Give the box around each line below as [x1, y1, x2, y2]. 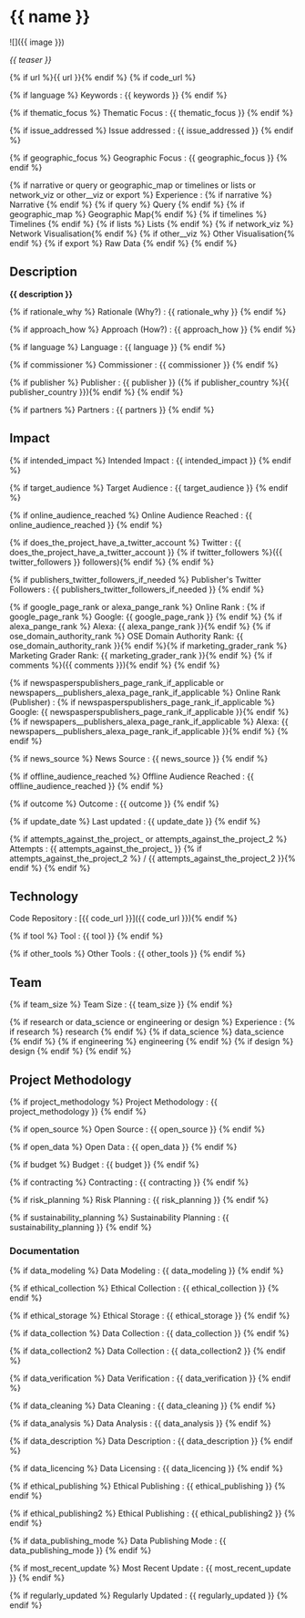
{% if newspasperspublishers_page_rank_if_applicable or [9, 677, 225, 688]
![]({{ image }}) [9, 36, 66, 47]
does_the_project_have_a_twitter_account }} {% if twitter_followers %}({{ [9, 546, 283, 557]
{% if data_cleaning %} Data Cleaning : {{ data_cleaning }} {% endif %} [9, 1400, 276, 1411]
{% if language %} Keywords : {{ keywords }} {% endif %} [9, 89, 228, 100]
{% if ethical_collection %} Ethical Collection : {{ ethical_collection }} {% [9, 1283, 280, 1294]
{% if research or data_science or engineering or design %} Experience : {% [9, 1017, 296, 1028]
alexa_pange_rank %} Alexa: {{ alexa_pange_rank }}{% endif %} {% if [9, 620, 271, 631]
